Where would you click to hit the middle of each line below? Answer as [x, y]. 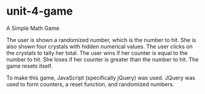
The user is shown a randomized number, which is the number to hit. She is [101, 40]
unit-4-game [40, 11]
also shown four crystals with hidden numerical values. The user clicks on [99, 46]
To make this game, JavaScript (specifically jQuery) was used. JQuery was [101, 78]
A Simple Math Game [33, 28]
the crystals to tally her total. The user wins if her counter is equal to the [97, 52]
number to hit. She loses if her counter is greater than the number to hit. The [102, 59]
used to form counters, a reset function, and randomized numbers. [90, 84]
